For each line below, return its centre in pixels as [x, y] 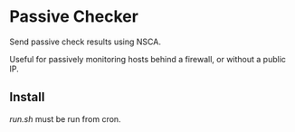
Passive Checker [74, 17]
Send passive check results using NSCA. [85, 42]
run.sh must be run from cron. [65, 118]
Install [27, 97]
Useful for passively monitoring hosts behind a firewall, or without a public [148, 59]
